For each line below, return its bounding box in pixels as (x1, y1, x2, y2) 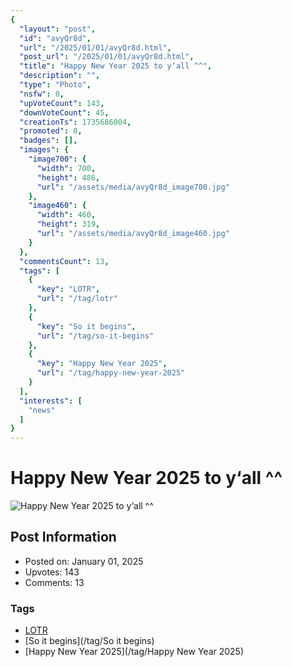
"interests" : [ (19, 396, 83, 406)
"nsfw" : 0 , (19, 89, 65, 99)
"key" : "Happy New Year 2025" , (36, 359, 168, 369)
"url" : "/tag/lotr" (36, 294, 118, 304)
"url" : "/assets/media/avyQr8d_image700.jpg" (36, 182, 230, 192)
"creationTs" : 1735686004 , (19, 117, 132, 127)
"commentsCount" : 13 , (19, 256, 110, 266)
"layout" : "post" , (19, 24, 97, 34)
